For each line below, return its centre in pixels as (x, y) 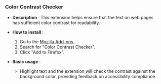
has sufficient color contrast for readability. (56, 23)
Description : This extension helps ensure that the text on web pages (83, 18)
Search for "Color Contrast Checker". (57, 47)
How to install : (28, 32)
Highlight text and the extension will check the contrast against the (87, 71)
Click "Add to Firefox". (42, 52)
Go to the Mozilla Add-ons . (47, 42)
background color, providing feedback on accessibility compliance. (88, 77)
